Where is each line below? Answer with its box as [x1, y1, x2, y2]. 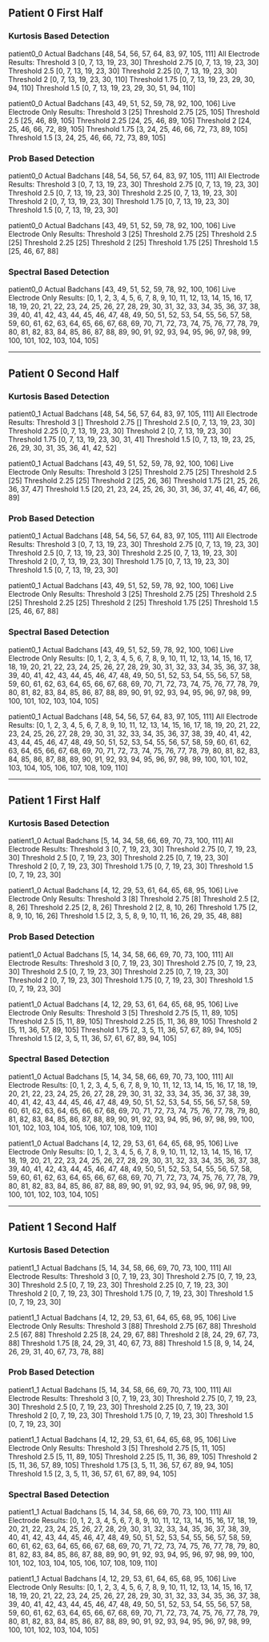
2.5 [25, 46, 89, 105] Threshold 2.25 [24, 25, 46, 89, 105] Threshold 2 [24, [8, 116, 252, 125]
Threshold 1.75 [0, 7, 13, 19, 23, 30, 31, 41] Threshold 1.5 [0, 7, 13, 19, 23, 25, [8, 434, 255, 444]
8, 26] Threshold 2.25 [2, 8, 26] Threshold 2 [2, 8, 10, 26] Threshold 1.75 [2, [8, 903, 258, 913]
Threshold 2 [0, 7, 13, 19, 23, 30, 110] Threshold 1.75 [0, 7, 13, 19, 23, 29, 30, [8, 74, 255, 84]
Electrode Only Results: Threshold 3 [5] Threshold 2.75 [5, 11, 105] [8, 1443, 226, 1452]
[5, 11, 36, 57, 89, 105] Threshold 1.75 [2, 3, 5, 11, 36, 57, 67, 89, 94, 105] [8, 1024, 242, 1035]
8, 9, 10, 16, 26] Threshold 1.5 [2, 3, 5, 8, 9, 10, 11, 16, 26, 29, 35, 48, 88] [8, 911, 243, 921]
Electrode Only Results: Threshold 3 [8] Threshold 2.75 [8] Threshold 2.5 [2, [8, 894, 260, 904]
